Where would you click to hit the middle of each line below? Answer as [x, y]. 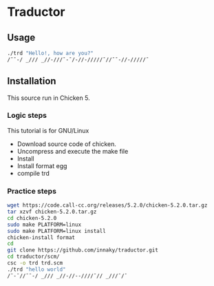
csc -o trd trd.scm [35, 263]
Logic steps [27, 116]
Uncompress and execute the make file [73, 151]
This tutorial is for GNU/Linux [48, 130]
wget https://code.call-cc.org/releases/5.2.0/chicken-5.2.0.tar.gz [107, 205]
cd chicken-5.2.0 [32, 218]
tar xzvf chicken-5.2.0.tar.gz [52, 212]
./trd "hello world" [37, 269]
